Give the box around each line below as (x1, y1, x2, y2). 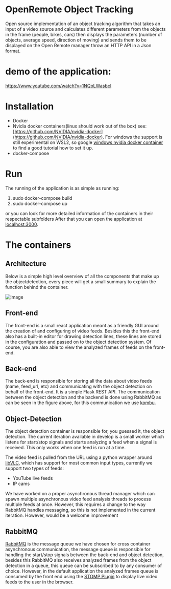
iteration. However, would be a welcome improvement (5, 512, 118, 518)
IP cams (12, 480, 30, 487)
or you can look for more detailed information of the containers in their (5, 210, 154, 216)
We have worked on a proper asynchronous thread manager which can (5, 491, 155, 497)
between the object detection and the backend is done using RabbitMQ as (5, 394, 162, 401)
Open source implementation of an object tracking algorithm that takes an (5, 20, 161, 27)
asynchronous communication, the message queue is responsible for (5, 546, 151, 552)
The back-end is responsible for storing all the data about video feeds (5, 378, 152, 384)
